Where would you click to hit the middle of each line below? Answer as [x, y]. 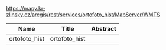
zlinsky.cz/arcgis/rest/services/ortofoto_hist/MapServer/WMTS [83, 15]
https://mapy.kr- [26, 8]
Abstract [104, 29]
